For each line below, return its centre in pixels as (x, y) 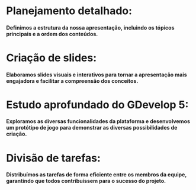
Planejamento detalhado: (69, 11)
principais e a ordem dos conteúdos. (52, 34)
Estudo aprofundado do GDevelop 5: (97, 104)
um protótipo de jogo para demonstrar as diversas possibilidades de (92, 128)
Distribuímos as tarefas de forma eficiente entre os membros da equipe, (97, 175)
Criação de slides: (52, 58)
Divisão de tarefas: (53, 158)
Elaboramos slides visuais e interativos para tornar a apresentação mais (97, 75)
